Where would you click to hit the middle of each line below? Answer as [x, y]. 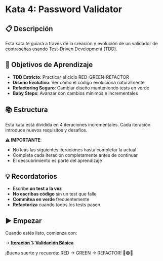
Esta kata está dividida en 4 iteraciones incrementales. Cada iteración [78, 124]
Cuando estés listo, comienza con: [41, 233]
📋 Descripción [29, 29]
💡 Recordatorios [31, 176]
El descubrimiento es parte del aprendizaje [57, 160]
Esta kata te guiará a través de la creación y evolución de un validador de [81, 43]
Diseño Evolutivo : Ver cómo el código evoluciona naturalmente [79, 82]
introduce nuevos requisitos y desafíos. [46, 130]
